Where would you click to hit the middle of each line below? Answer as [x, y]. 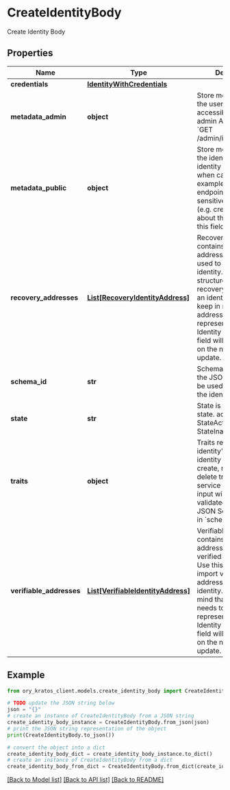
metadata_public [39, 188]
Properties [30, 53]
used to [209, 263]
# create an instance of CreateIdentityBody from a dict [90, 760]
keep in [209, 306]
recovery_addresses [44, 298]
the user [210, 104]
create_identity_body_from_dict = [56, 767]
